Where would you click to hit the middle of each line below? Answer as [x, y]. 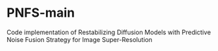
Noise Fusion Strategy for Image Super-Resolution [80, 39]
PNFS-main [41, 13]
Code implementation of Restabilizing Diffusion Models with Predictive [109, 32]
